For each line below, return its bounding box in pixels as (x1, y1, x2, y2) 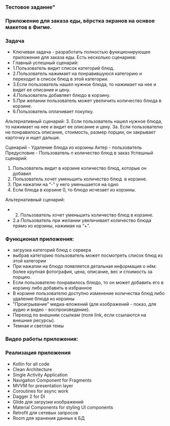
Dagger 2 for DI (12, 393, 46, 400)
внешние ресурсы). (12, 317, 55, 324)
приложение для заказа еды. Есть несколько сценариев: (12, 55, 137, 61)
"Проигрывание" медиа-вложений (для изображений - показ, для (12, 301, 156, 307)
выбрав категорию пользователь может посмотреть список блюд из (12, 252, 163, 258)
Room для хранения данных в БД (12, 415, 85, 421)
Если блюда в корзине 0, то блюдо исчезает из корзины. (12, 187, 136, 193)
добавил (12, 171, 31, 177)
